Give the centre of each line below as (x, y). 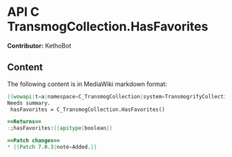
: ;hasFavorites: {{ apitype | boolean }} (60, 128)
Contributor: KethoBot (39, 45)
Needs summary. (29, 103)
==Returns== (24, 122)
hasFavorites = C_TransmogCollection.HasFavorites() (88, 109)
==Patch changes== (33, 141)
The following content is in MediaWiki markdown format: (87, 84)
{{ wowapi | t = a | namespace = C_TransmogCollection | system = (86, 96)
